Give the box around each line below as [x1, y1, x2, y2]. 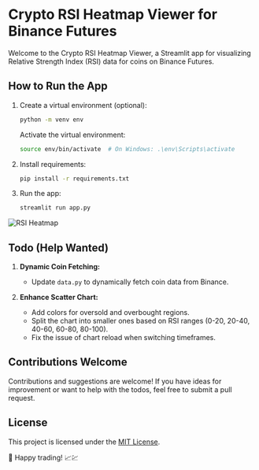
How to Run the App [8, 80, 108, 93]
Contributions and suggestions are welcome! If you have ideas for [8, 376, 222, 386]
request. [8, 393, 35, 402]
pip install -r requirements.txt [19, 175, 130, 183]
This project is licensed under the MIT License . [8, 437, 161, 446]
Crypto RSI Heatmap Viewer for [8, 6, 218, 24]
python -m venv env [19, 116, 84, 124]
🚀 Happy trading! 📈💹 [8, 453, 79, 462]
